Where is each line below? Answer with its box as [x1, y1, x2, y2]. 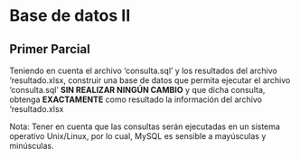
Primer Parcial [9, 42, 90, 57]
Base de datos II [9, 5, 131, 26]
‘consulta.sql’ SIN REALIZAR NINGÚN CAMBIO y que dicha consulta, [9, 85, 266, 95]
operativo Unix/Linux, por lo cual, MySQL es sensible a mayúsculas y [9, 131, 267, 141]
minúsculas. [9, 141, 54, 151]
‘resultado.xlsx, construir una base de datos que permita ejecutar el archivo [9, 75, 291, 86]
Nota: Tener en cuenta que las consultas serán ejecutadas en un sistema [9, 121, 280, 132]
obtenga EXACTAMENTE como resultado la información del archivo [9, 94, 262, 105]
